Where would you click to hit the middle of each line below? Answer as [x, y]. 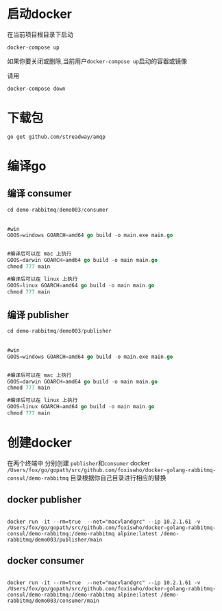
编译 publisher [38, 314]
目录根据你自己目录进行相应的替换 [118, 478]
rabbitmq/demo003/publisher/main [55, 540]
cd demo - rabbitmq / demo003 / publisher [59, 331]
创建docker [39, 443]
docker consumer [46, 561]
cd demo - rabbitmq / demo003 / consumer [58, 210]
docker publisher [45, 500]
